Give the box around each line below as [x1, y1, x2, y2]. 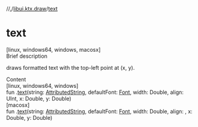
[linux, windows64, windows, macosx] [6, 46, 101, 53]
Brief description [6, 52, 48, 60]
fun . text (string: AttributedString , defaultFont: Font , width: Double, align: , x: [6, 108, 193, 115]
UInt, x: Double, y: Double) [6, 94, 72, 102]
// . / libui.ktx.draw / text [6, 5, 58, 12]
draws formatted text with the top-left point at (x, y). [6, 64, 135, 71]
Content [6, 75, 26, 83]
